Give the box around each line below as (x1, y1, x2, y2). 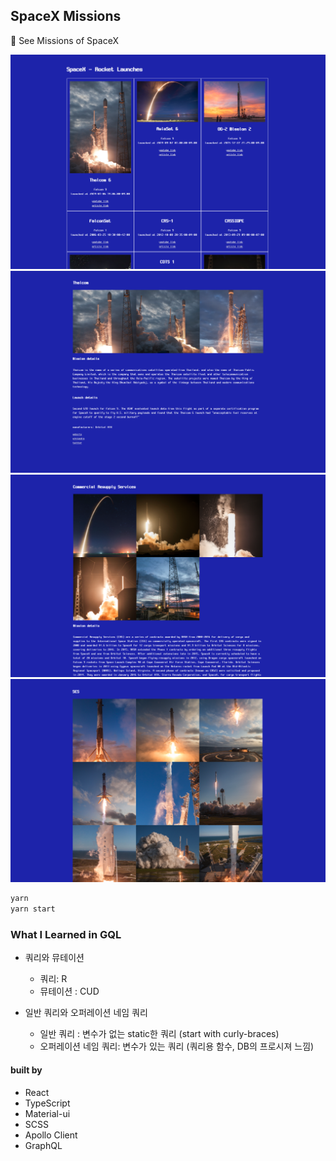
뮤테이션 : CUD (39, 985, 100, 998)
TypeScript (24, 1097, 71, 1109)
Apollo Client (24, 1129, 78, 1141)
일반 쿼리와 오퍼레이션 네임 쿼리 (24, 1007, 148, 1019)
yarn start (10, 904, 56, 914)
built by (10, 1064, 43, 1076)
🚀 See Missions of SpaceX (10, 34, 119, 46)
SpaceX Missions (10, 8, 122, 25)
